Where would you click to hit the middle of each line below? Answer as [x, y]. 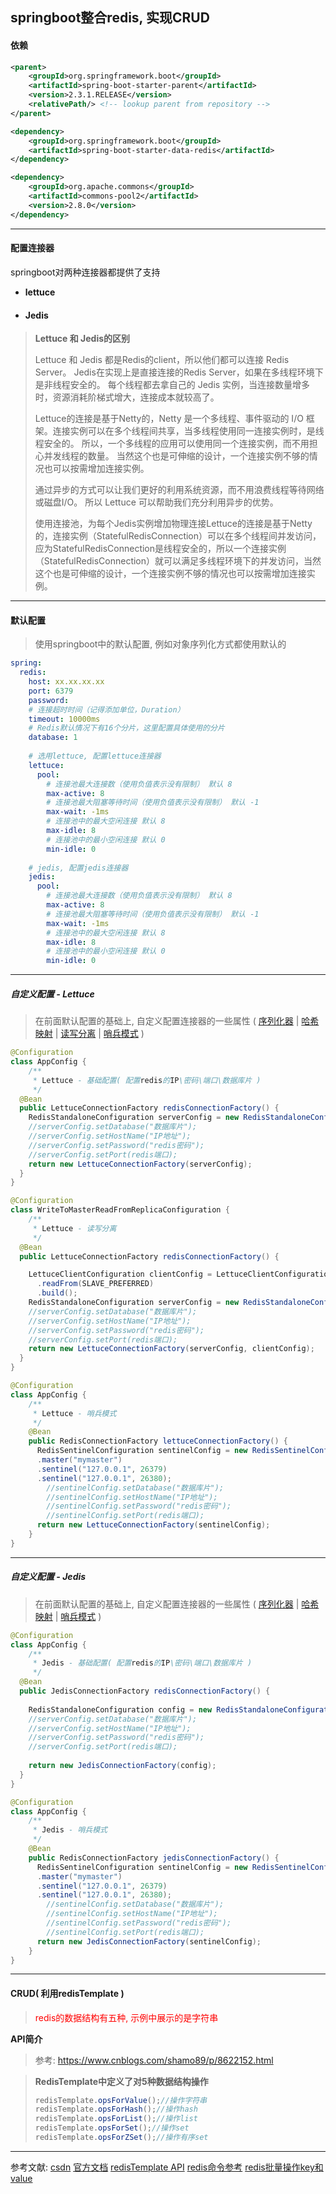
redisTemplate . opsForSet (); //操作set [112, 2128]
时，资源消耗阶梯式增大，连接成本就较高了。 [127, 397]
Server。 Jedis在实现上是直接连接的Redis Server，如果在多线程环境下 [179, 372]
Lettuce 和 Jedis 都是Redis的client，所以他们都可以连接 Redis [162, 360]
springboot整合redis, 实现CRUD [110, 18]
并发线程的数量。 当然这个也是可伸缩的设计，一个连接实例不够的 [176, 456]
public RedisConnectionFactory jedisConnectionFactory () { [154, 1858]
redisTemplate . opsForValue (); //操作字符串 [121, 2100]
